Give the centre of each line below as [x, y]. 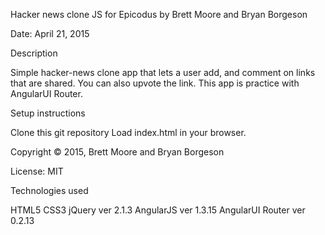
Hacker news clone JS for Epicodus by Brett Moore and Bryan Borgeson [159, 14]
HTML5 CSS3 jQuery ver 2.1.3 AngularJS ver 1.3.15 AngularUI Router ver [158, 210]
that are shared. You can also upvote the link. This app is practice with [155, 83]
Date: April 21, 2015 [50, 33]
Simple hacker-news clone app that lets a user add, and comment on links [163, 72]
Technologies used [49, 190]
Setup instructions [48, 113]
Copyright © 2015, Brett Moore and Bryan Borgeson [117, 152]
